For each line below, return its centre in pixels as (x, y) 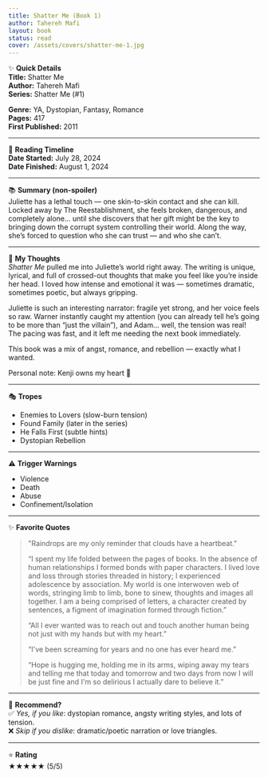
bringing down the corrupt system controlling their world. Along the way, (128, 227)
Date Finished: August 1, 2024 (59, 167)
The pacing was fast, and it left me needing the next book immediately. (125, 333)
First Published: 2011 (43, 127)
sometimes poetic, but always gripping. (73, 293)
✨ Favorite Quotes (39, 528)
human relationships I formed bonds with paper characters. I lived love (144, 568)
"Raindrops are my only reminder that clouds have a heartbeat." (132, 544)
